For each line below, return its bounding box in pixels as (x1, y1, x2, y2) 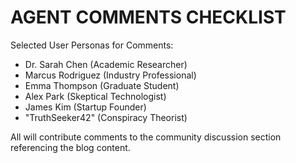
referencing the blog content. (10, 141, 131, 153)
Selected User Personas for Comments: (10, 39, 174, 51)
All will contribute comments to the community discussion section (10, 131, 282, 143)
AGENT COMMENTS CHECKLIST (10, 6, 287, 29)
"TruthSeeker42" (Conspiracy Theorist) (24, 111, 188, 123)
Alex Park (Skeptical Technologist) (24, 90, 167, 102)
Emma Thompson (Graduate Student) (24, 79, 180, 91)
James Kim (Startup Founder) (24, 101, 147, 113)
